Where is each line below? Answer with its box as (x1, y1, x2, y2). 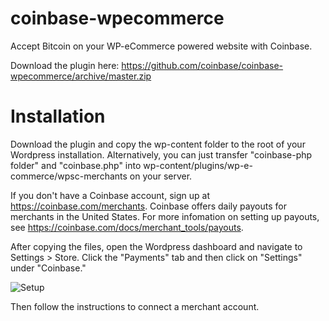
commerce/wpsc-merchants (10, 170, 128, 182)
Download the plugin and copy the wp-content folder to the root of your (10, 138, 306, 150)
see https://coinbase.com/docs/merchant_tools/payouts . (10, 221, 244, 233)
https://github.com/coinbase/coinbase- (121, 59, 284, 71)
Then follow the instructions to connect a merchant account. (10, 300, 260, 312)
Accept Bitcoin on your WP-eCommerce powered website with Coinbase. (10, 40, 313, 52)
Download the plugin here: (10, 59, 120, 71)
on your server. (129, 170, 193, 182)
